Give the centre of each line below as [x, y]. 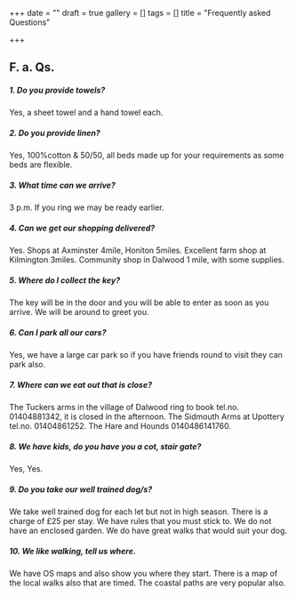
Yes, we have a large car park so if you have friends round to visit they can [146, 355]
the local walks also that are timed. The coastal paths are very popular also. [148, 583]
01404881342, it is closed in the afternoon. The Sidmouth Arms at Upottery [147, 416]
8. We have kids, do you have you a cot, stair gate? [105, 446]
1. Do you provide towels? [57, 90]
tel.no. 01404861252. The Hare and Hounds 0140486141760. [120, 426]
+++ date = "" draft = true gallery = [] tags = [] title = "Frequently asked [140, 13]
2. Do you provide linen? [55, 133]
